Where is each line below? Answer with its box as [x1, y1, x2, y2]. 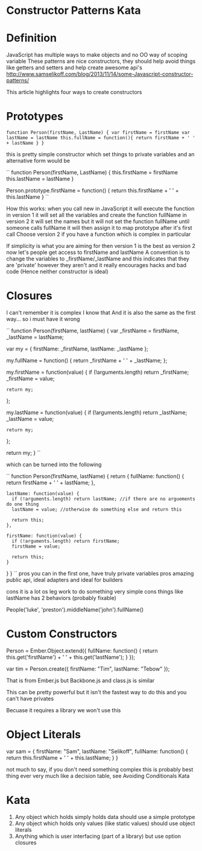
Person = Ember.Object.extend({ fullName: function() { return [6, 647, 158, 654]
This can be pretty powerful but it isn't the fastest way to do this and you [6, 688, 187, 695]
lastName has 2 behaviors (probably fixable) [6, 595, 116, 601]
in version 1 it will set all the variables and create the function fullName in [6, 212, 187, 219]
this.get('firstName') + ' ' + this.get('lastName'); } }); [6, 653, 136, 660]
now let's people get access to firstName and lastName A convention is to [6, 248, 190, 256]
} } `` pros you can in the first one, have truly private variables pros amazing [6, 570, 194, 577]
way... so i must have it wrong [6, 315, 80, 323]
